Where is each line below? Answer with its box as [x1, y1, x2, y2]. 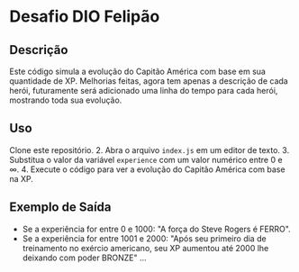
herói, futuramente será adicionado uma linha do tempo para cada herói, [9, 86, 278, 95]
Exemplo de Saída [9, 200, 112, 215]
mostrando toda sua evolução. [9, 95, 122, 105]
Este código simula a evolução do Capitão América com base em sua [9, 66, 266, 77]
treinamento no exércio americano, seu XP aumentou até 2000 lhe [22, 242, 269, 253]
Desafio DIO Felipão [9, 6, 160, 27]
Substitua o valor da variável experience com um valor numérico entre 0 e [9, 154, 283, 165]
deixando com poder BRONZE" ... [22, 252, 147, 263]
